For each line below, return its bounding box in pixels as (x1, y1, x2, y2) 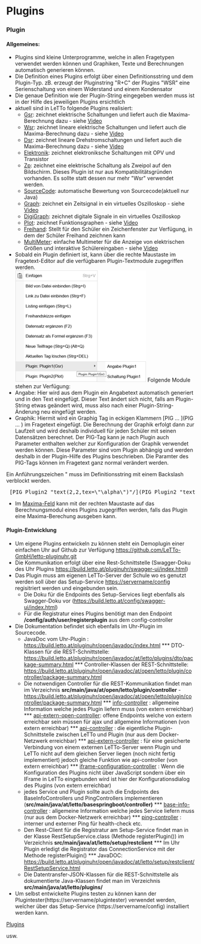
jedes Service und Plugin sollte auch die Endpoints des (23, 788, 160, 795)
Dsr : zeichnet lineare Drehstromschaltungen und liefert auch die (23, 137, 182, 144)
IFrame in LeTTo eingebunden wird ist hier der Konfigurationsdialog (23, 775, 190, 782)
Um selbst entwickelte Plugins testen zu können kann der (14, 889, 157, 897)
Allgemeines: (6, 40, 40, 47)
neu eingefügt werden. (41, 409, 98, 416)
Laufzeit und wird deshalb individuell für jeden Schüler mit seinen (14, 427, 176, 435)
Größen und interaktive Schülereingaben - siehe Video (23, 244, 159, 252)
